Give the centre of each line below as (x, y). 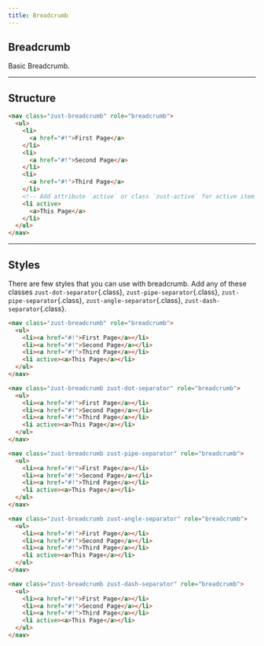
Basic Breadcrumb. (39, 66)
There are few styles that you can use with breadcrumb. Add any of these (128, 283)
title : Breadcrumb (38, 15)
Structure (32, 98)
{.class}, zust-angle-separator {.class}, (120, 300)
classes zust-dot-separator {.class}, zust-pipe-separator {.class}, (114, 292)
